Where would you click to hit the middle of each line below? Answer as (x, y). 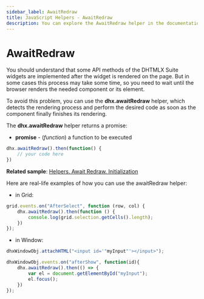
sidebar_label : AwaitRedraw (42, 12)
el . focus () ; (43, 279)
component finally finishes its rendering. (57, 114)
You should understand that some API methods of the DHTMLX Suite (93, 70)
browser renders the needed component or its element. (76, 89)
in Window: (29, 240)
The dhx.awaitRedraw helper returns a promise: (67, 126)
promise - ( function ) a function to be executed (73, 138)
